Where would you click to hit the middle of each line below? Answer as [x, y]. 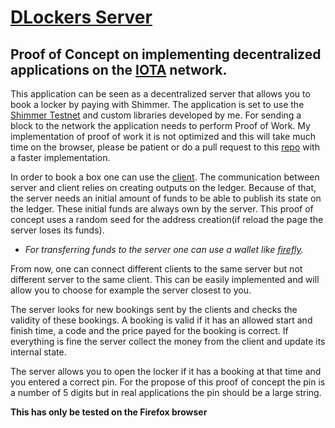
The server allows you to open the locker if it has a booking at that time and [166, 371]
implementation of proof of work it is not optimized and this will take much [163, 136]
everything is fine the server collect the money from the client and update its [168, 341]
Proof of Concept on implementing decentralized [166, 54]
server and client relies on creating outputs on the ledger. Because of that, [163, 187]
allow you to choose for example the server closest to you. [131, 290]
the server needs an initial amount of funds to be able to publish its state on [166, 198]
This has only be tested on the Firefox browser [109, 412]
